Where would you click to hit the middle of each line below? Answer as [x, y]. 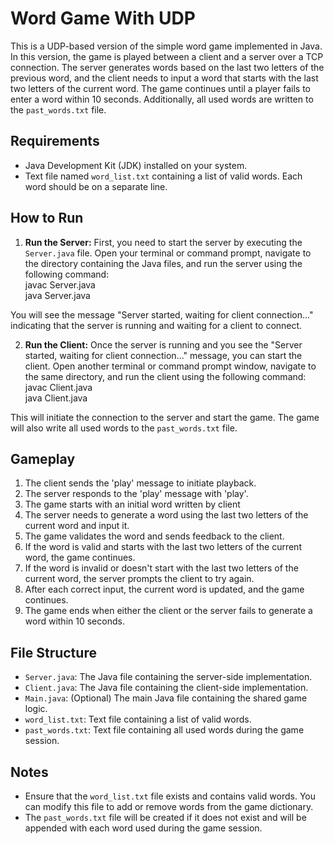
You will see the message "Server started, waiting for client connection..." [162, 314]
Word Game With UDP [103, 18]
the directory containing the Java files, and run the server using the [163, 263]
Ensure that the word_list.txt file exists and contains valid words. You [170, 796]
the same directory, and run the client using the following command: [165, 376]
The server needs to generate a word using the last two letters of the [166, 515]
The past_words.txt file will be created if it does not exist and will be [165, 817]
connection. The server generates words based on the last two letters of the [167, 67]
